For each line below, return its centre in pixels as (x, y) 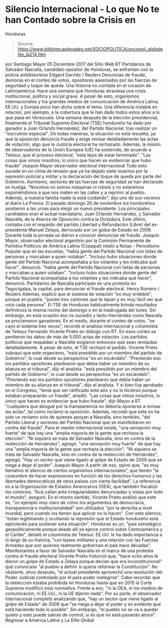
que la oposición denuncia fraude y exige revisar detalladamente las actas (82, 139)
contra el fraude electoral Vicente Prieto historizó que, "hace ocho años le (82, 556)
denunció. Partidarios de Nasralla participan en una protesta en (71, 283)
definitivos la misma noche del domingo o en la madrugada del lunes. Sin (81, 310)
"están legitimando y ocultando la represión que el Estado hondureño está (82, 518)
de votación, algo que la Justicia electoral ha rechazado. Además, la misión (83, 144)
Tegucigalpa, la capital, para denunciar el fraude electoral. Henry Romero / (82, 288)
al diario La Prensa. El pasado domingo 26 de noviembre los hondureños (80, 203)
